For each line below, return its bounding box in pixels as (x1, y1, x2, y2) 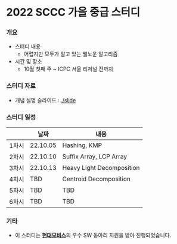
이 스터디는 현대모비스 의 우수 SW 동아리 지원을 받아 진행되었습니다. (14, 231, 172, 239)
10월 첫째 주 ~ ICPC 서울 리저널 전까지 (23, 65, 113, 72)
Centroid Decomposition (62, 175, 131, 183)
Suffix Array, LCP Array (62, 152, 128, 161)
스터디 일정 (6, 113, 36, 121)
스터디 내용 (14, 43, 41, 50)
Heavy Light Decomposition (62, 164, 140, 172)
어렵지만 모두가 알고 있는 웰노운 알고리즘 (23, 50, 118, 57)
